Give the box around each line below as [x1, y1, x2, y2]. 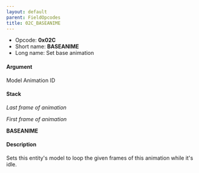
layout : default [6, 8, 47, 15]
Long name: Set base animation [15, 49, 94, 57]
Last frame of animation [6, 104, 67, 111]
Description [6, 141, 37, 148]
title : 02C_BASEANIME [6, 20, 61, 26]
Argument [6, 63, 33, 70]
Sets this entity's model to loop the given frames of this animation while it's [6, 154, 194, 162]
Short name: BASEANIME [15, 43, 79, 50]
